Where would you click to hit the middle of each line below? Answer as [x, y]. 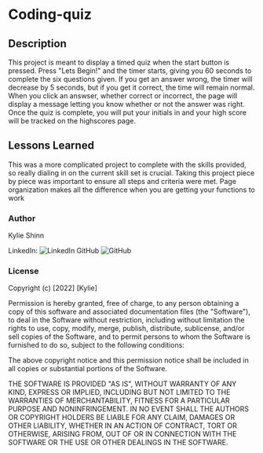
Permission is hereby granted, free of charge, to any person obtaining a [124, 304]
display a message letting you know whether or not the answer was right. [126, 104]
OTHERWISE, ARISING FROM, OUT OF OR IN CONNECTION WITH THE [122, 434]
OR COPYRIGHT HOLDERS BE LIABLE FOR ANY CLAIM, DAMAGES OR [122, 418]
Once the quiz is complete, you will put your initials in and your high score [128, 112]
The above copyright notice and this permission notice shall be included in [128, 360]
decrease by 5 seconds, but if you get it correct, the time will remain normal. [131, 87]
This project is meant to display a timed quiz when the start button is [119, 62]
